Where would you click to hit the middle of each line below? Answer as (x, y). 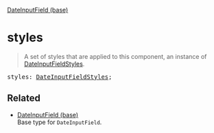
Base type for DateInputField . (59, 122)
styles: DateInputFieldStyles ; (60, 77)
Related (24, 98)
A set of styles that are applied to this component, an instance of (115, 56)
